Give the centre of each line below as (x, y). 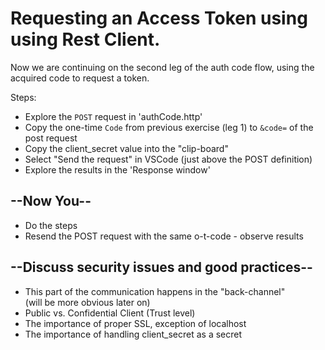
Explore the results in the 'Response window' (117, 169)
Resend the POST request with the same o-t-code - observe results (164, 236)
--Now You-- (51, 201)
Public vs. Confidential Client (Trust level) (110, 313)
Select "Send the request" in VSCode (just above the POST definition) (168, 159)
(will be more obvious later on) (87, 302)
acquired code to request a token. (80, 78)
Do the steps (51, 225)
